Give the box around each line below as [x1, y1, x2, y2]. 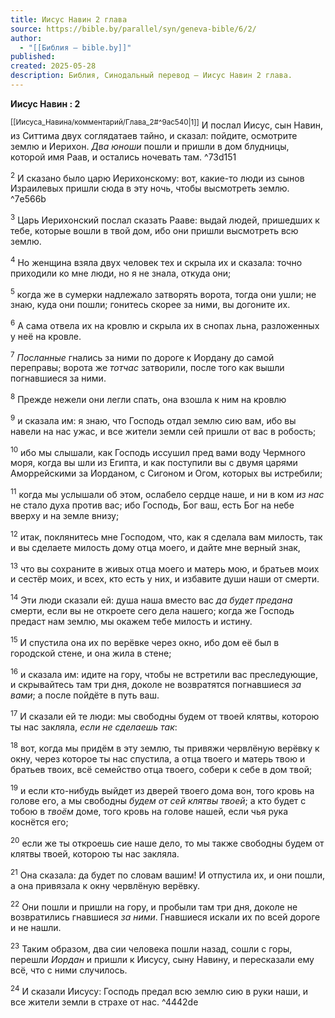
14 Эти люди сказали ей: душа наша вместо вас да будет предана [10, 592, 293, 606]
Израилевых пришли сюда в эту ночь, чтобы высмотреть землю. [10, 182, 290, 195]
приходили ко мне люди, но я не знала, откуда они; [10, 267, 232, 279]
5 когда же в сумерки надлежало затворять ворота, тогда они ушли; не [10, 286, 317, 300]
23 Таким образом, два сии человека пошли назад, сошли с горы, [10, 941, 293, 955]
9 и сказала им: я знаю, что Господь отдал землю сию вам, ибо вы [10, 413, 297, 426]
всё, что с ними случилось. [10, 964, 128, 976]
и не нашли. [10, 922, 62, 934]
